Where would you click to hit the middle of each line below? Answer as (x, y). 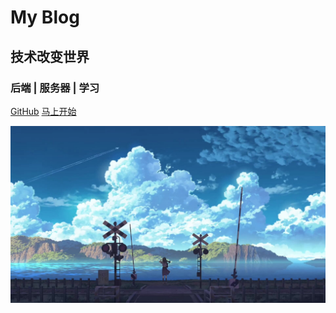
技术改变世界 (50, 56)
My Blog (45, 17)
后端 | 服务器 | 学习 (55, 88)
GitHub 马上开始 (43, 111)
